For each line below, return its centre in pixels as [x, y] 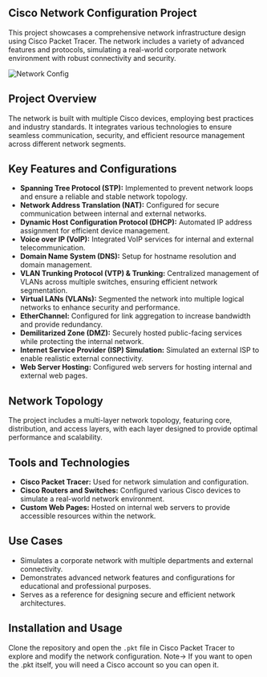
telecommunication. [53, 248]
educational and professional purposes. [85, 586]
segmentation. [44, 290]
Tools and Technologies [69, 462]
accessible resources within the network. [88, 516]
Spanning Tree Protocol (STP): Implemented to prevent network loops [137, 189]
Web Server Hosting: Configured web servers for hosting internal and [136, 367]
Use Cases [36, 541]
